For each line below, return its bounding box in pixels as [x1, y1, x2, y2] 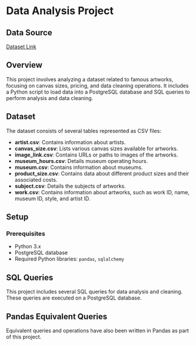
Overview [6, 60, 43, 70]
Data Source [6, 28, 52, 38]
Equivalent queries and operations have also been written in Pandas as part [6, 327, 190, 334]
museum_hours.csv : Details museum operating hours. [14, 157, 148, 164]
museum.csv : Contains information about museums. [14, 164, 143, 171]
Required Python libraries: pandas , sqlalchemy [14, 255, 125, 262]
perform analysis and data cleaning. [6, 94, 94, 101]
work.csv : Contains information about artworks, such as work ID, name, [14, 188, 190, 195]
